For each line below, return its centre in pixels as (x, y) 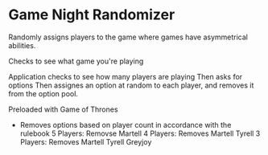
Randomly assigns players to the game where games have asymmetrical (128, 37)
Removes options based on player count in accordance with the (126, 124)
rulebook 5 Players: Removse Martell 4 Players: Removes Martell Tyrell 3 (140, 133)
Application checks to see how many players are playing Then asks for (126, 76)
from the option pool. (43, 93)
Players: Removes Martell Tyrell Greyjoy (86, 141)
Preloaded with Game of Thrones (63, 109)
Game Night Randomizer (92, 15)
